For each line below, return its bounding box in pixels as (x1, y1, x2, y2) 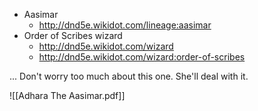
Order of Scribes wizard (23, 30, 123, 41)
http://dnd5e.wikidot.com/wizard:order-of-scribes (38, 51, 246, 63)
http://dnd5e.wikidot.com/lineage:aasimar (38, 19, 212, 31)
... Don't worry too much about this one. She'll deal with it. (9, 70, 249, 82)
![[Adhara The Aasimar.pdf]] (9, 90, 126, 101)
